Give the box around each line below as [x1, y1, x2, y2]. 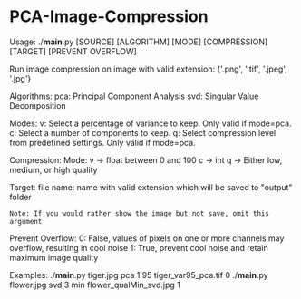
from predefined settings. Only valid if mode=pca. [9, 137, 197, 148]
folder [9, 191, 32, 202]
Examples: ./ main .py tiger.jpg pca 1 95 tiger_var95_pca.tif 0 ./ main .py [9, 269, 269, 280]
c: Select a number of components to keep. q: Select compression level [9, 127, 277, 138]
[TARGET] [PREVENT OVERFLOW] [9, 45, 138, 56]
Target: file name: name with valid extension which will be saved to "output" [9, 181, 293, 192]
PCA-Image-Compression [9, 6, 209, 27]
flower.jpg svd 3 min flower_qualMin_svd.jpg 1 [9, 279, 181, 290]
